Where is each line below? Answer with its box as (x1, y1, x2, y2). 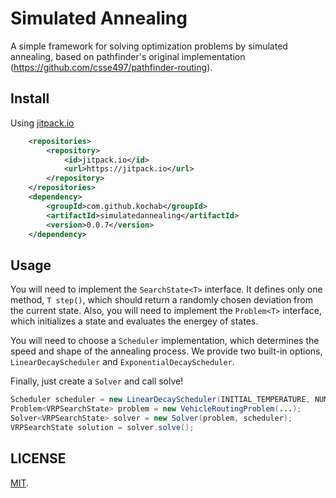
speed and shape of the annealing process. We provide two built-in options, (10, 345, 323, 357)
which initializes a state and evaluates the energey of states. (10, 315, 259, 327)
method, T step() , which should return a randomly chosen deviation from (10, 294, 313, 306)
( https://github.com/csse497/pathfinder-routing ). (10, 61, 213, 73)
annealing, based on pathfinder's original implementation (10, 50, 246, 62)
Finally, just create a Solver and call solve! (10, 375, 184, 387)
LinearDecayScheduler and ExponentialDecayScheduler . (10, 356, 235, 368)
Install (10, 90, 50, 107)
